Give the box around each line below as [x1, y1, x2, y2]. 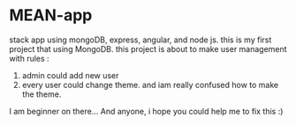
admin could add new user [21, 70, 119, 80]
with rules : [9, 53, 50, 63]
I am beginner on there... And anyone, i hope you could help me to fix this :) [9, 106, 284, 116]
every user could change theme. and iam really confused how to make [21, 79, 279, 90]
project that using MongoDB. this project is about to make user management [9, 43, 287, 54]
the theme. [21, 89, 62, 99]
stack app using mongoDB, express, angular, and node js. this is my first [9, 34, 272, 45]
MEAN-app [9, 5, 93, 26]
